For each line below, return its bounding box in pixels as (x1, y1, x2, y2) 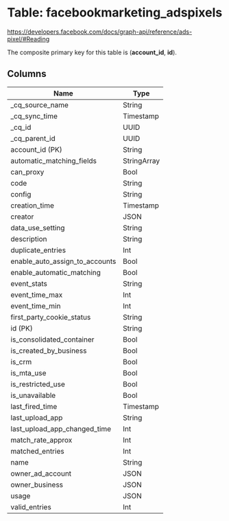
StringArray (123, 156, 160, 166)
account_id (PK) (10, 144, 63, 154)
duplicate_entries (10, 245, 67, 255)
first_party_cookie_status (10, 312, 91, 322)
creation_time (10, 201, 55, 210)
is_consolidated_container (10, 335, 95, 344)
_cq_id (10, 122, 32, 132)
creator (10, 212, 34, 221)
